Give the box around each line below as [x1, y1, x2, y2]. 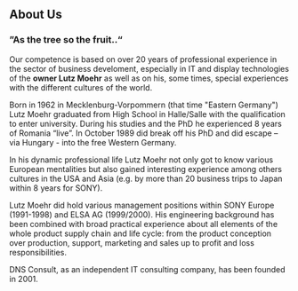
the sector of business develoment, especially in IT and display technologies [9, 63, 289, 74]
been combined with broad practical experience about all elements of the [9, 218, 278, 229]
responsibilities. [9, 247, 67, 257]
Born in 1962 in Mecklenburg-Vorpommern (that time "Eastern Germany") [9, 99, 278, 110]
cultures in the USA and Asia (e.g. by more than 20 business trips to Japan [9, 173, 283, 184]
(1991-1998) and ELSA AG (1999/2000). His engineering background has [9, 208, 275, 220]
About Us [9, 7, 62, 22]
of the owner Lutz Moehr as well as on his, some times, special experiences [9, 73, 289, 83]
